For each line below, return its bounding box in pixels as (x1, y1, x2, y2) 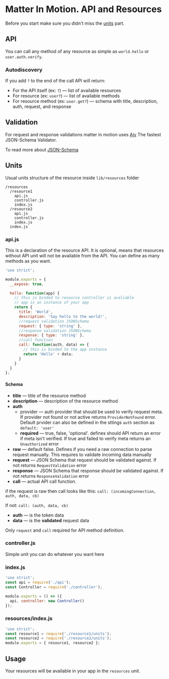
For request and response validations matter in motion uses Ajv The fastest (5, 131, 161, 137)
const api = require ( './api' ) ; (5, 580, 71, 585)
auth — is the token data (12, 512, 64, 518)
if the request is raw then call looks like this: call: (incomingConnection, (5, 488, 156, 494)
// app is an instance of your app (14, 300, 89, 305)
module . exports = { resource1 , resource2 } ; (5, 641, 100, 646)
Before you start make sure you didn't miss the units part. (5, 20, 125, 26)
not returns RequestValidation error (12, 462, 87, 468)
